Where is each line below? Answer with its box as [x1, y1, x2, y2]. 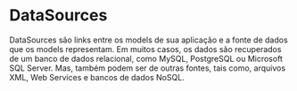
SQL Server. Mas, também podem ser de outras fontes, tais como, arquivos [9, 63, 286, 73]
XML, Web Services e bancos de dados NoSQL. [9, 72, 185, 82]
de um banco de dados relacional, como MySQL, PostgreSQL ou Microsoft [9, 53, 284, 64]
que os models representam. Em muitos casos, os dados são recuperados [9, 43, 282, 54]
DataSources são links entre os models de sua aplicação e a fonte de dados [9, 34, 288, 45]
